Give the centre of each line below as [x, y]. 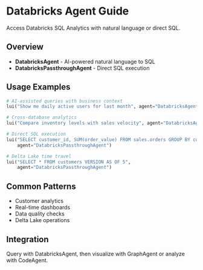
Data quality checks [40, 214]
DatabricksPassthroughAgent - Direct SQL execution [82, 68]
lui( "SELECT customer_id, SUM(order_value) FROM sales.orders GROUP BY [98, 140]
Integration [28, 239]
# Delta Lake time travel [39, 156]
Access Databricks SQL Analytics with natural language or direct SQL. [93, 28]
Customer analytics [39, 201]
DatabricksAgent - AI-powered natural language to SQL [85, 61]
